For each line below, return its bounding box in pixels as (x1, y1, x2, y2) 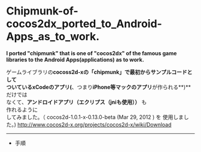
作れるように (6, 106, 38, 113)
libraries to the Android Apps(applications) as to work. (6, 56, 145, 63)
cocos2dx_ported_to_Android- (6, 17, 163, 31)
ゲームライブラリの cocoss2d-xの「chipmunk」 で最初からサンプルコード (6, 68, 187, 76)
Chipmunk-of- (6, 4, 79, 18)
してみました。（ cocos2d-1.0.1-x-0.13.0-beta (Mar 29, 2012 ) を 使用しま (6, 113, 184, 121)
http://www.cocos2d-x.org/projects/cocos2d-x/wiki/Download (17, 121, 172, 128)
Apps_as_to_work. (6, 30, 100, 43)
